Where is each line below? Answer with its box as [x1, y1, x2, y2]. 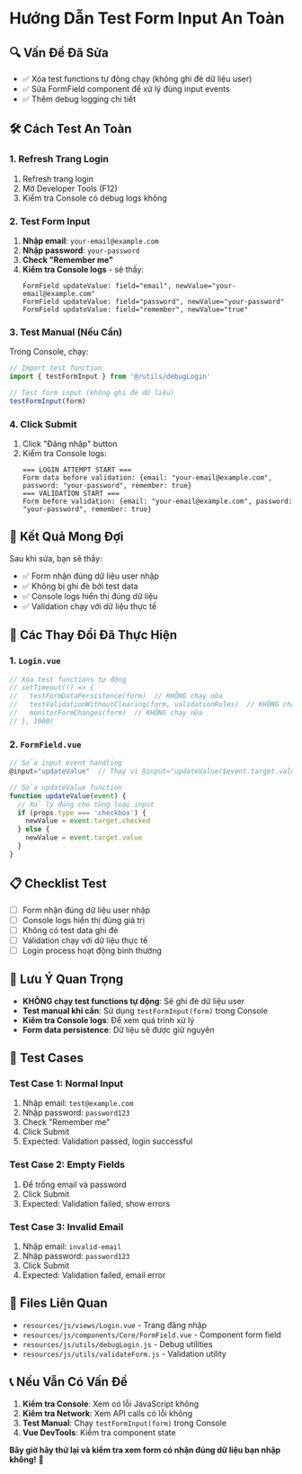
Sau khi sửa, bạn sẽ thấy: [9, 553, 102, 563]
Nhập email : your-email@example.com [22, 235, 159, 246]
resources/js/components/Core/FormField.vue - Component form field [22, 1329, 281, 1340]
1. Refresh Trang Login [9, 153, 110, 166]
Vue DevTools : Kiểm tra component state [22, 1426, 177, 1438]
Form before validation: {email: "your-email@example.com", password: [22, 497, 293, 507]
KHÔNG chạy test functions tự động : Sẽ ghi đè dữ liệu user [22, 995, 245, 1006]
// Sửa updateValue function [9, 783, 123, 792]
